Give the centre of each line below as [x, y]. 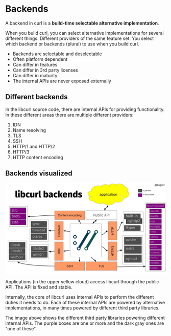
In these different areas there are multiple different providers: [69, 115]
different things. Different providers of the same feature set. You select [80, 38]
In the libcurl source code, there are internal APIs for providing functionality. [85, 109]
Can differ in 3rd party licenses [45, 70]
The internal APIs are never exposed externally [62, 81]
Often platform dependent [40, 59]
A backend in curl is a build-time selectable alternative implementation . [82, 23]
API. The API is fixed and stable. [39, 287]
